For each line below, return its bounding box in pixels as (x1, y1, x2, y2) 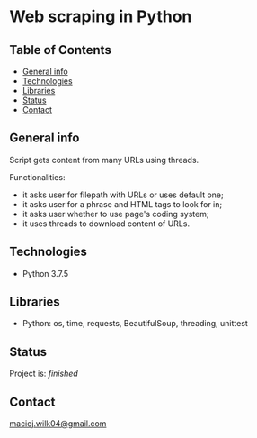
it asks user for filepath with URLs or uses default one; (22, 189, 224, 200)
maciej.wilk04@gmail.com (9, 418, 107, 429)
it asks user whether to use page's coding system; (22, 208, 209, 219)
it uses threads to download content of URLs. (22, 218, 191, 229)
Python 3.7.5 (22, 268, 69, 278)
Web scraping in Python (9, 6, 192, 27)
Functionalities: (9, 171, 66, 182)
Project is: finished (9, 368, 78, 379)
